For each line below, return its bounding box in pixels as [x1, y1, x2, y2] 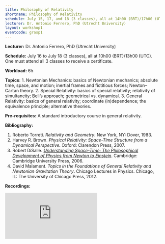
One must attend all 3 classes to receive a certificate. [5, 58, 113, 64]
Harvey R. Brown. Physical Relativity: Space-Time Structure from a [12, 137, 148, 143]
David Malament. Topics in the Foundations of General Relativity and [12, 163, 151, 169]
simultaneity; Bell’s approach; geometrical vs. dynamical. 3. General [5, 93, 142, 99]
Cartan [5, 88, 19, 93]
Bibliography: [5, 122, 33, 128]
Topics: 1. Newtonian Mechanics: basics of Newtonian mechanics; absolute [5, 77, 158, 83]
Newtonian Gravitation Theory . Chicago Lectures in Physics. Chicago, [12, 168, 154, 174]
